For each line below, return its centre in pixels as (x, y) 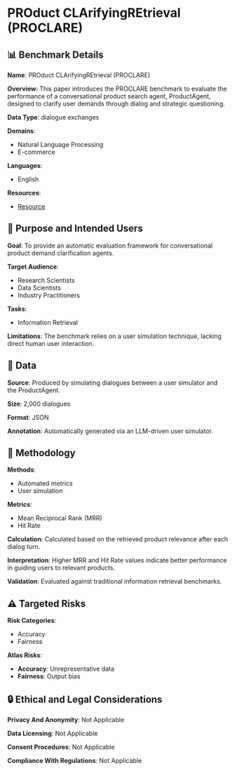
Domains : (21, 131)
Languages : (25, 166)
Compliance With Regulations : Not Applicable (75, 761)
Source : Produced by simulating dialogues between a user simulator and (113, 382)
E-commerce (36, 152)
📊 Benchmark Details (55, 54)
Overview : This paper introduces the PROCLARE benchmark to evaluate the (117, 89)
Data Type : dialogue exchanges (53, 117)
